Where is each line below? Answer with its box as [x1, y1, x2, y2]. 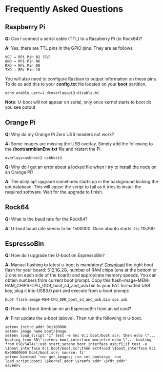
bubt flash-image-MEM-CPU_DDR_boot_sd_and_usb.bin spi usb [5, 297, 128, 302]
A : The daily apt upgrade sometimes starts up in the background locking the [5, 178, 159, 184]
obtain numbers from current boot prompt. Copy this [5, 277, 111, 283]
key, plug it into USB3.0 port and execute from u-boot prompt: [5, 288, 130, 294]
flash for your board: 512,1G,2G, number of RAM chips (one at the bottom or [5, 267, 157, 273]
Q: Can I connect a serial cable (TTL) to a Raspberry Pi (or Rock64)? [5, 36, 143, 41]
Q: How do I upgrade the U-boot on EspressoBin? [5, 253, 105, 258]
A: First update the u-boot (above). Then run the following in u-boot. [5, 315, 143, 321]
